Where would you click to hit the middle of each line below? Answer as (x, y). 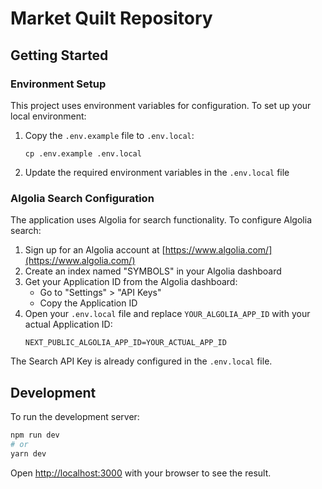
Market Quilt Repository (111, 18)
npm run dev (35, 435)
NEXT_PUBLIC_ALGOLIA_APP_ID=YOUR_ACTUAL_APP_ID (125, 343)
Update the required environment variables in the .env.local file (157, 172)
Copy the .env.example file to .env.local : (109, 135)
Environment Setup (58, 84)
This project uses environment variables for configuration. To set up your (161, 105)
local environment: (48, 116)
